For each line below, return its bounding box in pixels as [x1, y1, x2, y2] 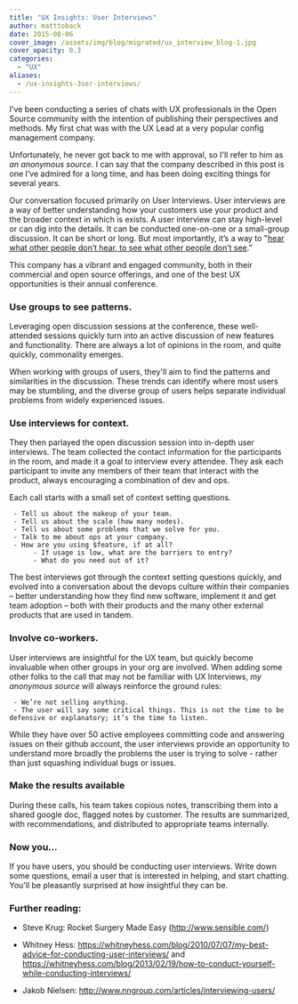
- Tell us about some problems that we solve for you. [12, 525, 221, 534]
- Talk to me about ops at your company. [12, 533, 169, 542]
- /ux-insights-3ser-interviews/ [17, 79, 141, 88]
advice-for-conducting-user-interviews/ [21, 949, 170, 959]
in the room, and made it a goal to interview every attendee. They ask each [9, 456, 284, 467]
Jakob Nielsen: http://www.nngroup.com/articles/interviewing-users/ [21, 985, 276, 996]
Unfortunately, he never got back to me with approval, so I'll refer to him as [9, 149, 284, 160]
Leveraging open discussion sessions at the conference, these [9, 320, 239, 331]
